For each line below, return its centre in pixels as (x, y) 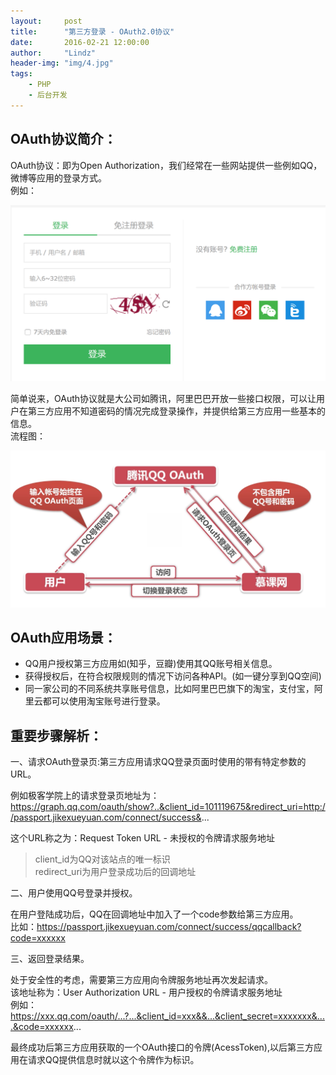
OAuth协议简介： (63, 139)
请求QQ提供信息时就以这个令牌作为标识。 (113, 1060)
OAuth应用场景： (63, 637)
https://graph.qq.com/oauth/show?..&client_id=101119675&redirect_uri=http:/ (168, 807)
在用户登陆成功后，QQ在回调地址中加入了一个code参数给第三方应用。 (154, 914)
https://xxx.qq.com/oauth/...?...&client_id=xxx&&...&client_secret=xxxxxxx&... (167, 1016)
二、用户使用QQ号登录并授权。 (74, 893)
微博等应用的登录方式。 (58, 177)
